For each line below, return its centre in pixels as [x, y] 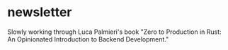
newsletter [40, 12]
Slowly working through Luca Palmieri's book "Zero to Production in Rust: [114, 32]
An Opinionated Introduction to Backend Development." [88, 39]
